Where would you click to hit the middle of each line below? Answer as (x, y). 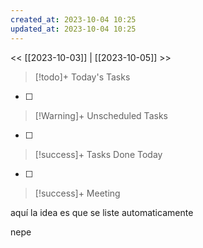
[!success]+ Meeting (77, 193)
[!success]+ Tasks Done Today (98, 154)
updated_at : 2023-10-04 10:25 (73, 29)
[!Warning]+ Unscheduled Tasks (101, 115)
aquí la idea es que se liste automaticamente (102, 212)
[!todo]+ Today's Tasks (82, 77)
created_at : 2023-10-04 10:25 (73, 19)
